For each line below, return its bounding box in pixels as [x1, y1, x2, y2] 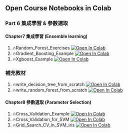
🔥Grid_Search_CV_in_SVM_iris [12, 122, 75, 128]
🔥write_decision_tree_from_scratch [12, 81, 85, 87]
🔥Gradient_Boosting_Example [12, 50, 74, 56]
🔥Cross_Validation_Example [12, 111, 70, 117]
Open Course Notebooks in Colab [5, 4, 111, 12]
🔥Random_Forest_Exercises [12, 44, 70, 50]
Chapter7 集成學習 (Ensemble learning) [5, 33, 88, 39]
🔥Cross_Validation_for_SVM [12, 116, 69, 122]
